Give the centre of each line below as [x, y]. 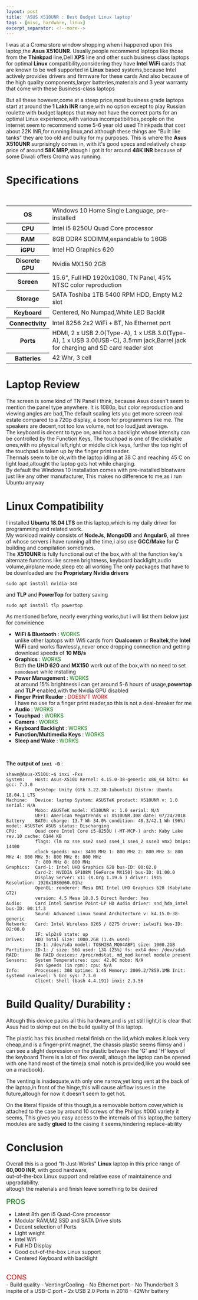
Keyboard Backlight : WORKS [51, 728]
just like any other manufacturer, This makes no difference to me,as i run [94, 476]
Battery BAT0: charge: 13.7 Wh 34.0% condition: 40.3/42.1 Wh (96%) [96, 821]
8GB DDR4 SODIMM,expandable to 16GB [110, 238]
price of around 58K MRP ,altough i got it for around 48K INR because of [94, 150]
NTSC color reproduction [87, 285]
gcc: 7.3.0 [19, 785]
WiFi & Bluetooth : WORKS [47, 634]
